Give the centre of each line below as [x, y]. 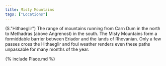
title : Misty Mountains [30, 10]
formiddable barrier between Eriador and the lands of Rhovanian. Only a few [83, 39]
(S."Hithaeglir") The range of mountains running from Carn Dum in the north [83, 28]
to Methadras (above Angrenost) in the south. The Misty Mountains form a [81, 33]
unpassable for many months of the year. [47, 49]
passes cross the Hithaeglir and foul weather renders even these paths [78, 44]
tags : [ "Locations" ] [27, 14]
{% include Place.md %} [30, 59]
